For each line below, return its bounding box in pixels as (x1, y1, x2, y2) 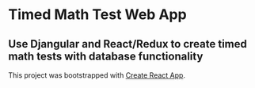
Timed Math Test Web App (8, 6, 188, 24)
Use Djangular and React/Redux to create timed (8, 37, 248, 51)
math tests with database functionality (8, 49, 204, 63)
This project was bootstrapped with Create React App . (8, 71, 186, 80)
